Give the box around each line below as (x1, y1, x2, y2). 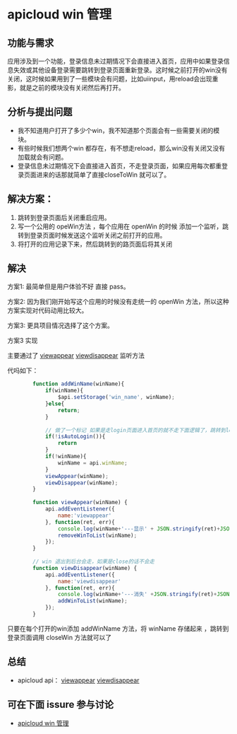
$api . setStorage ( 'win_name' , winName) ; (57, 394, 175, 401)
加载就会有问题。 (17, 153, 68, 161)
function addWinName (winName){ (32, 380, 125, 388)
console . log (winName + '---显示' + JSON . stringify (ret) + (57, 525, 221, 532)
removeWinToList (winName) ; (57, 532, 138, 539)
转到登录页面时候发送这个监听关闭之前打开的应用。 (17, 231, 166, 239)
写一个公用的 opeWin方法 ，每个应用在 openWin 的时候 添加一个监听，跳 (17, 222, 229, 231)
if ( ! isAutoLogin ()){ (44, 433, 106, 441)
